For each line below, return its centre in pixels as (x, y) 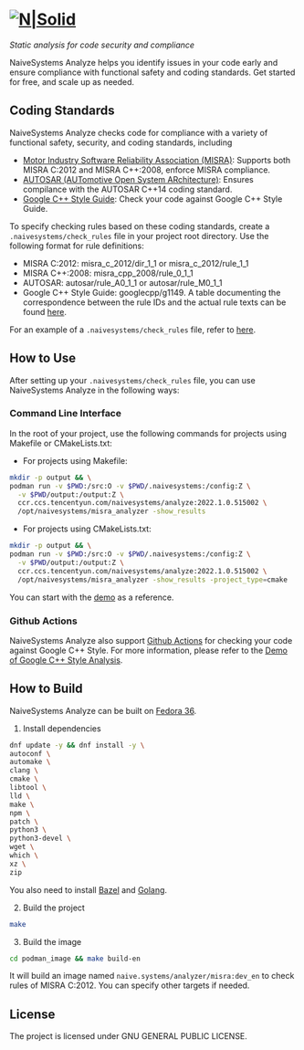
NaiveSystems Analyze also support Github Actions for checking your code (151, 640)
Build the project (53, 908)
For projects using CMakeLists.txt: (87, 529)
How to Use (43, 358)
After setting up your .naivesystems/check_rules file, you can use (132, 380)
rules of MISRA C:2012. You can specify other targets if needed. (130, 985)
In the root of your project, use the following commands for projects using (148, 433)
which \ (24, 856)
